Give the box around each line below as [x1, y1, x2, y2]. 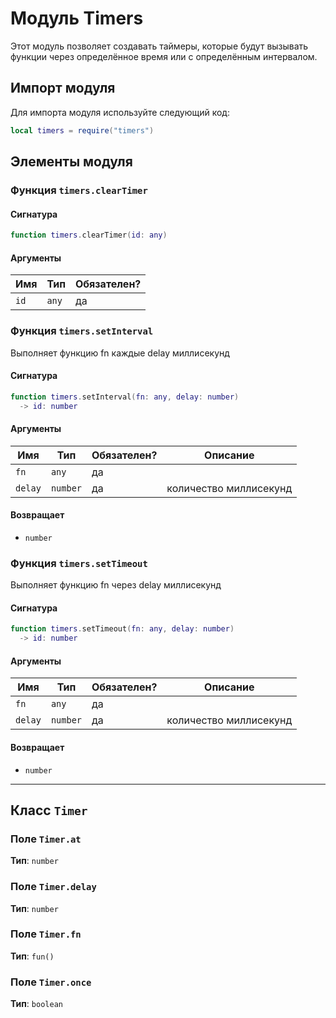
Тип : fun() [10, 950, 55, 962]
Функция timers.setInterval [10, 324, 154, 338]
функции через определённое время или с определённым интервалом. [10, 50, 318, 62]
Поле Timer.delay [10, 880, 97, 894]
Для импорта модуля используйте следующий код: [10, 106, 230, 118]
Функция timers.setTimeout [10, 556, 148, 570]
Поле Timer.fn [10, 927, 82, 941]
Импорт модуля [10, 80, 116, 97]
